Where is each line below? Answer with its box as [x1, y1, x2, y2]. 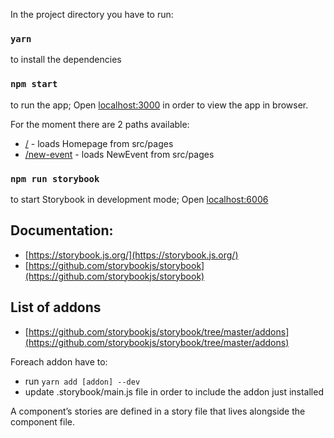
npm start [10, 79, 58, 90]
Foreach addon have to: [10, 355, 108, 368]
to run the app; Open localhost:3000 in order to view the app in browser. [10, 99, 309, 111]
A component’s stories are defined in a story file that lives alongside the [10, 405, 306, 417]
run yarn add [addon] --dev [24, 375, 141, 387]
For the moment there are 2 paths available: [10, 118, 190, 130]
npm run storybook [10, 173, 100, 184]
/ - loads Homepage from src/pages [24, 137, 174, 149]
